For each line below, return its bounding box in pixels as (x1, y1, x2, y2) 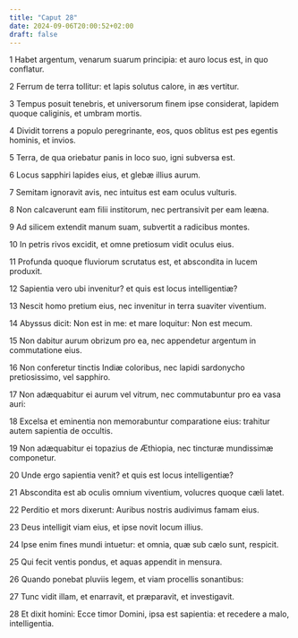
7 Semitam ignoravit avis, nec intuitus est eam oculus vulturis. (9, 187, 237, 198)
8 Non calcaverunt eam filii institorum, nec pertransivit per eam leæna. (9, 204, 269, 215)
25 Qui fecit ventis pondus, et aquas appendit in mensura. (9, 556, 223, 567)
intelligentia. (9, 618, 55, 629)
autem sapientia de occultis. (9, 426, 114, 436)
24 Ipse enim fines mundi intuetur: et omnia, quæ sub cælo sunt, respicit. (9, 539, 279, 550)
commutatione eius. (9, 345, 82, 356)
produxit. (9, 266, 43, 277)
